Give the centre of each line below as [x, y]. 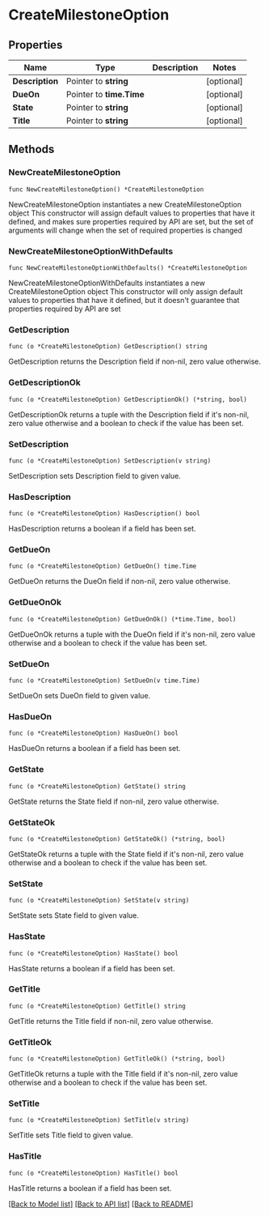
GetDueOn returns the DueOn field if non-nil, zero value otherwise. [120, 582]
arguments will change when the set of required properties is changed [125, 230]
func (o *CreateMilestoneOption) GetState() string [97, 786]
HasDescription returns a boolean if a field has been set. [102, 529]
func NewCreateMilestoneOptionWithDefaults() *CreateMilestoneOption [128, 268]
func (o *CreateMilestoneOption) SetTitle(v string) [99, 1120]
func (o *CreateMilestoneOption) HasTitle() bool [94, 1173]
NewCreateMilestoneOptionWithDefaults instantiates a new [107, 283]
